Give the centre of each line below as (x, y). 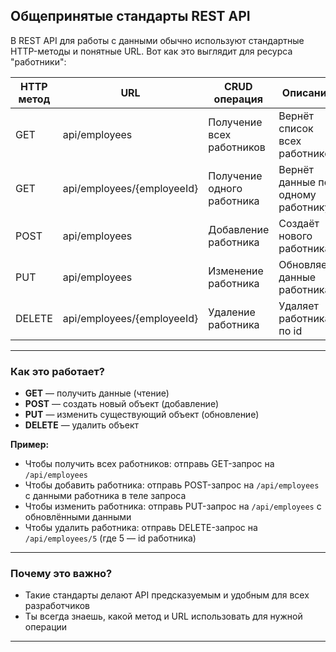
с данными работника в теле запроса (105, 496)
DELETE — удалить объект (82, 425)
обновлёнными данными (78, 517)
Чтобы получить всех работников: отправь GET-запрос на (149, 464)
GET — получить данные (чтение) (97, 393)
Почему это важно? (61, 574)
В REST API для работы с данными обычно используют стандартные (157, 40)
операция (238, 99)
